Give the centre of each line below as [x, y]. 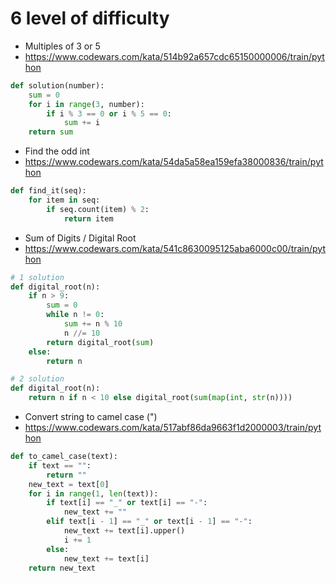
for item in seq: [64, 200]
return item [88, 218]
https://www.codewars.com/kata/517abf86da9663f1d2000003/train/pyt [173, 428]
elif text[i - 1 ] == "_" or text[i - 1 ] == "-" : [149, 522]
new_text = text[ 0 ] [69, 484]
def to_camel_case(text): [64, 457]
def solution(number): [57, 85]
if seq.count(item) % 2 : [98, 209]
